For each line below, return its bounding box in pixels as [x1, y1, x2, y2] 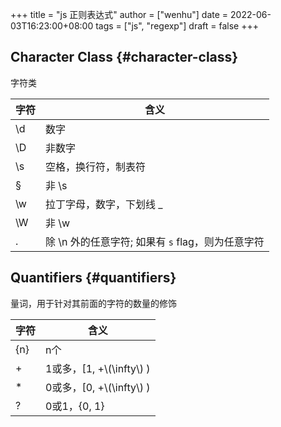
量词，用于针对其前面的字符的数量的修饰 [10, 297, 177, 309]
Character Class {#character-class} [10, 49, 239, 66]
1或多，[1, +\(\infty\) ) [45, 361, 151, 375]
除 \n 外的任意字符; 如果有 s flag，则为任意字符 [45, 234, 265, 248]
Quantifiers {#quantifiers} [10, 269, 177, 287]
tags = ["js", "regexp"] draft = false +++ [95, 20, 259, 32]
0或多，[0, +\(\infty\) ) [45, 380, 151, 394]
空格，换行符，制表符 [45, 159, 147, 173]
